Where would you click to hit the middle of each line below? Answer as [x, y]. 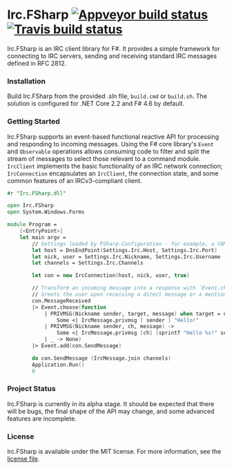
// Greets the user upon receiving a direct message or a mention [129, 295]
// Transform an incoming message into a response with [114, 288]
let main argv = [43, 237]
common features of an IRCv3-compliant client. [75, 180]
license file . [23, 459]
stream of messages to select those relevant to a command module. [104, 158]
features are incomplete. [42, 419]
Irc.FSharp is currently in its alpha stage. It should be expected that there [111, 403]
